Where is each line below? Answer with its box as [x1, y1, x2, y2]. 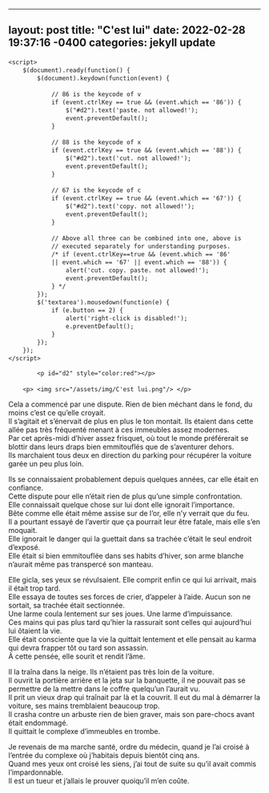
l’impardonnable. [8, 767, 64, 777]
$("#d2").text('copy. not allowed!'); [65, 202, 195, 210]
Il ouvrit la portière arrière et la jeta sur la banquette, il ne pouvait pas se [8, 675, 246, 685]
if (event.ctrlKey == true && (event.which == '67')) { [50, 194, 242, 202]
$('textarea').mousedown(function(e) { [37, 298, 171, 306]
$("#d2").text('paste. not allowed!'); [65, 106, 199, 114]
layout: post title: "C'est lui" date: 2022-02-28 [8, 23, 246, 37]
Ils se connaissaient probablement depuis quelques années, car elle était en [8, 474, 259, 484]
